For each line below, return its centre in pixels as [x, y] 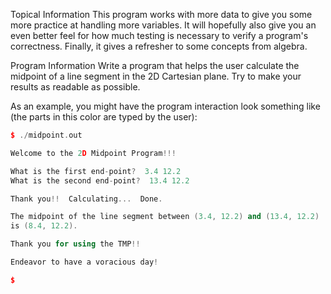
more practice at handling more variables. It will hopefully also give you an [163, 25]
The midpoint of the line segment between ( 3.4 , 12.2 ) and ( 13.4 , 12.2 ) [165, 217]
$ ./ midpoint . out [46, 135]
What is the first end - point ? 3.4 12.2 [96, 171]
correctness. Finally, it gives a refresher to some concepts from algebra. [159, 46]
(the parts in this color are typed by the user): [104, 117]
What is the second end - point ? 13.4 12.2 [100, 180]
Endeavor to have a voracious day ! [84, 262]
